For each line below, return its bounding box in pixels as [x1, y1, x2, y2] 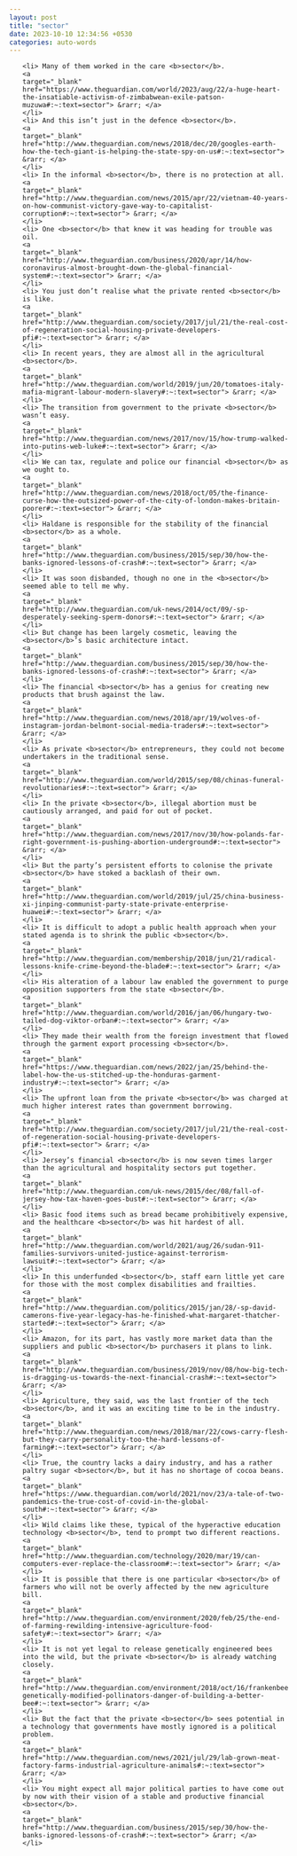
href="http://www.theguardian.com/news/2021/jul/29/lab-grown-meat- [21, 1753, 281, 1763]
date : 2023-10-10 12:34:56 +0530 [9, 29, 133, 38]
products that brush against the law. [21, 691, 166, 700]
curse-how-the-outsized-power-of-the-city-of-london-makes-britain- [21, 497, 281, 505]
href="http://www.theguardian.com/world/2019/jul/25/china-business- [21, 892, 285, 901]
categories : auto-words [9, 37, 98, 47]
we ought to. [21, 466, 71, 474]
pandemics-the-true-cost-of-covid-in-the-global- [21, 1498, 210, 1507]
